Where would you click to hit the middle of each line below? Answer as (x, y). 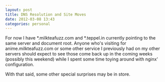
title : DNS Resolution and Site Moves (46, 14)
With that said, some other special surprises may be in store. (68, 74)
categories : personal (28, 24)
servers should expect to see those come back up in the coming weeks (79, 54)
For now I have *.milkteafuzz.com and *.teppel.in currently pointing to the (80, 38)
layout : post (19, 10)
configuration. (20, 64)
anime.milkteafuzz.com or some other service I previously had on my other (83, 48)
